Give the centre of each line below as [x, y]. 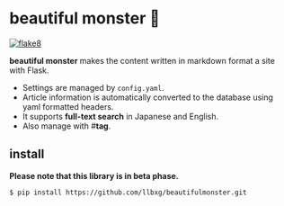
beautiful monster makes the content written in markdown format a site [142, 60]
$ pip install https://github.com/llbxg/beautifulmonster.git [128, 193]
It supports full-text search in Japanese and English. [120, 116]
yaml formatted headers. [68, 106]
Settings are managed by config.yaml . [93, 87]
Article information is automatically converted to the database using [148, 97]
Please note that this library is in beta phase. [94, 175]
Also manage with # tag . [67, 126]
